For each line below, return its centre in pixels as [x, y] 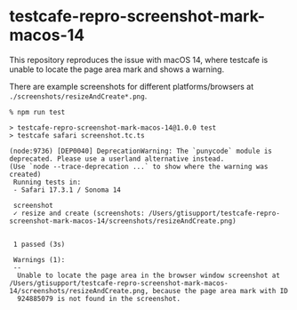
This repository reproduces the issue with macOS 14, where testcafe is [139, 60]
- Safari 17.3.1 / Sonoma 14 [67, 190]
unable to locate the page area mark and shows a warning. [117, 69]
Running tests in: [47, 182]
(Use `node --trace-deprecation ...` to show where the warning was [139, 166]
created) [25, 174]
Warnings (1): [39, 259]
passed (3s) [43, 244]
